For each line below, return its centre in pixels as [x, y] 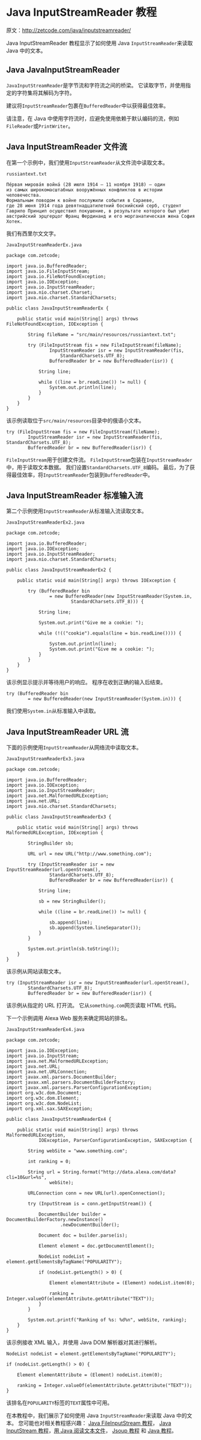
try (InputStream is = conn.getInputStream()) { [90, 1204]
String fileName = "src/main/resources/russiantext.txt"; [102, 335]
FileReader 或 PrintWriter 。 [40, 126]
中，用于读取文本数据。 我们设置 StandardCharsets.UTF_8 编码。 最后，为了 [98, 467]
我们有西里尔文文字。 [32, 233]
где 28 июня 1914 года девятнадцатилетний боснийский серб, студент [94, 206]
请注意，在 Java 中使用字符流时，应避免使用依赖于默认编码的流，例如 [93, 118]
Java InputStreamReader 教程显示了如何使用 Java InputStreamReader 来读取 [100, 43]
